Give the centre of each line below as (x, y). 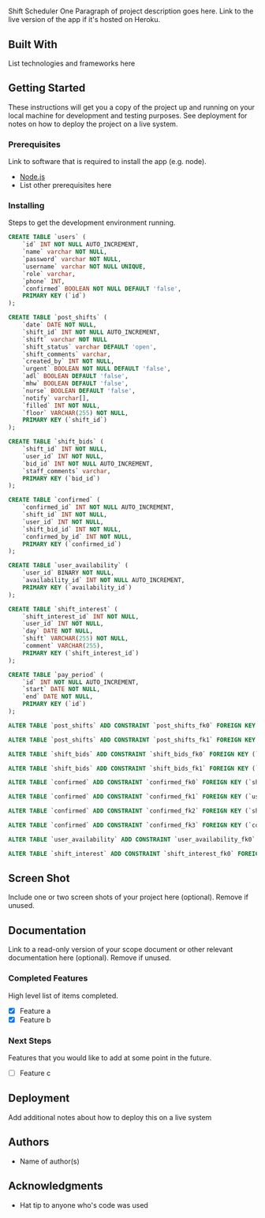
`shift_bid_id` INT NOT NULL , (72, 529)
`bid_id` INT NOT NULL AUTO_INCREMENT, (88, 464)
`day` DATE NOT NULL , (58, 631)
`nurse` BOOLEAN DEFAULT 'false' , (79, 390)
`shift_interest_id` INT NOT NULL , (81, 616)
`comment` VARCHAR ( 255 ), (63, 646)
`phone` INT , (44, 281)
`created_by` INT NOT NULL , (68, 361)
